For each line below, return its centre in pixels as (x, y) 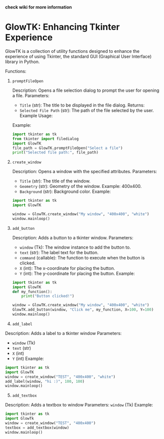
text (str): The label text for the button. (59, 252)
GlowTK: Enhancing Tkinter (62, 27)
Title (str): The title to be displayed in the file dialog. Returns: (82, 105)
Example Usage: (36, 115)
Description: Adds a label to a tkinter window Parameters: (64, 333)
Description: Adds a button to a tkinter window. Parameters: (73, 238)
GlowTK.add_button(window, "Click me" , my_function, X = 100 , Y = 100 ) (83, 310)
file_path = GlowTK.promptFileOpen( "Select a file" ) (67, 148)
